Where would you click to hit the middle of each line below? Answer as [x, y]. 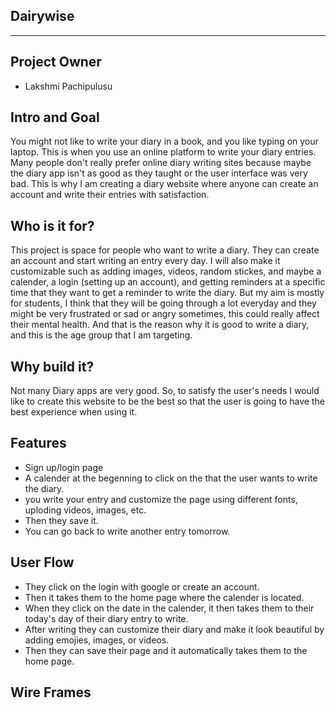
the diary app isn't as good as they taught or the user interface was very [159, 173]
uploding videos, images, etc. [85, 510]
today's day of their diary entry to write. [106, 618]
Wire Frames [51, 692]
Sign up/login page [64, 467]
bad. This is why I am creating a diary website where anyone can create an [164, 184]
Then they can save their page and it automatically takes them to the [166, 650]
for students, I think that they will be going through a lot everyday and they [163, 303]
